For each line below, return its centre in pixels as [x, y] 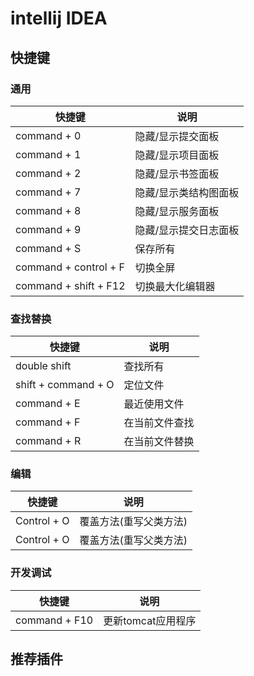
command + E [48, 404]
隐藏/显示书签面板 [177, 174]
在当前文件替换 [159, 442]
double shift [43, 366]
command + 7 [48, 192]
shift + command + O [65, 385]
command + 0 [48, 135]
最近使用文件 [154, 404]
